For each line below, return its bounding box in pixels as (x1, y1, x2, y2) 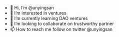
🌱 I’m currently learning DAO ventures (9, 15, 88, 21)
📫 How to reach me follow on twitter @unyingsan (9, 26, 112, 32)
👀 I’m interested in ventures (9, 10, 66, 16)
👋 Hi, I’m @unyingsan (9, 5, 54, 10)
